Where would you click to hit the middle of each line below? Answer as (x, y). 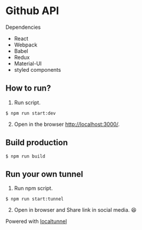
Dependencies (23, 27)
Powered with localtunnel (36, 221)
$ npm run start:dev (31, 113)
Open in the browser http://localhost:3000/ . (67, 124)
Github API (32, 11)
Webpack (26, 45)
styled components (37, 69)
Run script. (27, 102)
